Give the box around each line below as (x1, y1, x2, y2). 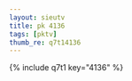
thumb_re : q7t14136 (9, 37, 82, 47)
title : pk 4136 (9, 21, 66, 30)
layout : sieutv (9, 12, 66, 22)
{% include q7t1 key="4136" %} (9, 62, 124, 73)
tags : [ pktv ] (9, 29, 58, 38)
